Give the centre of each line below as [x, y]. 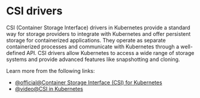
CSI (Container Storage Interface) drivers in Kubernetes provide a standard [98, 27]
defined [16, 53]
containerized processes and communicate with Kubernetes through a [93, 47]
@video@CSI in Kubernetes [49, 88]
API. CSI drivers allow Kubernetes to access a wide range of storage [110, 53]
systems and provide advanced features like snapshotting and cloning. [93, 59]
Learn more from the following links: [51, 71]
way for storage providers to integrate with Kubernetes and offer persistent [99, 33]
